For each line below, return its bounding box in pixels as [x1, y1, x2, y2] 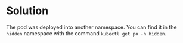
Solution [6, 4, 49, 18]
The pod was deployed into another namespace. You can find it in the [6, 24, 177, 31]
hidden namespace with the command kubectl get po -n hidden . [6, 29, 167, 37]
